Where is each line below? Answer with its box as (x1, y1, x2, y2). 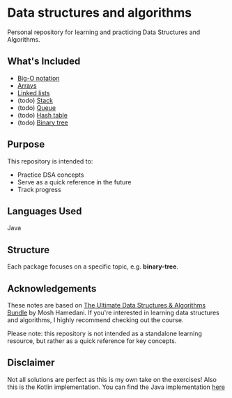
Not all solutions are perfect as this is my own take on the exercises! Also (7, 375, 217, 383)
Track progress (17, 185, 61, 193)
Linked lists (17, 88, 50, 97)
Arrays (17, 81, 37, 90)
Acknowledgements (7, 282, 97, 294)
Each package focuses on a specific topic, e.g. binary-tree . (7, 262, 179, 271)
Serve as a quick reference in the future (17, 177, 132, 186)
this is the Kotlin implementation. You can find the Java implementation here (7, 383, 225, 391)
